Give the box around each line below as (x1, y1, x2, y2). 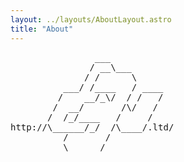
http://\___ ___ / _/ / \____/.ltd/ (10, 121, 175, 133)
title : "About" (10, 24, 74, 34)
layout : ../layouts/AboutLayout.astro (10, 14, 172, 25)
